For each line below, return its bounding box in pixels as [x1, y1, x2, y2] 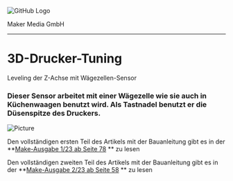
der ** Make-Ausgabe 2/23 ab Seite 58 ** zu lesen [7, 166, 153, 174]
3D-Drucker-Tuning [7, 51, 123, 67]
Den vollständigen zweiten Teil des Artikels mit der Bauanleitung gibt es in [7, 158, 218, 166]
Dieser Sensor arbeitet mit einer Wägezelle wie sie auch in [7, 91, 207, 101]
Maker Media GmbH [7, 20, 64, 28]
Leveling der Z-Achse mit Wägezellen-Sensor [7, 74, 137, 82]
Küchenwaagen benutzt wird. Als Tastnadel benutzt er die [7, 99, 207, 109]
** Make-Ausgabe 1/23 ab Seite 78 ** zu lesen [7, 145, 140, 153]
